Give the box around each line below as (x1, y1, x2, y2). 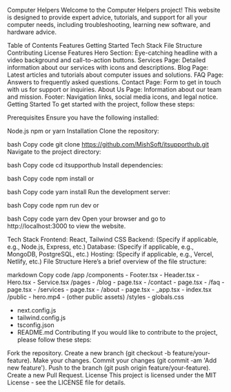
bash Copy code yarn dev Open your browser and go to (7, 214, 166, 223)
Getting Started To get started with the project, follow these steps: (7, 100, 195, 108)
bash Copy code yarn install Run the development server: (7, 188, 170, 196)
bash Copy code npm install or (7, 174, 94, 183)
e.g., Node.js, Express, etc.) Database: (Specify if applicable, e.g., (7, 243, 194, 251)
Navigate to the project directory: (7, 148, 101, 156)
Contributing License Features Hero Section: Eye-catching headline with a (7, 48, 218, 57)
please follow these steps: (17, 335, 92, 344)
